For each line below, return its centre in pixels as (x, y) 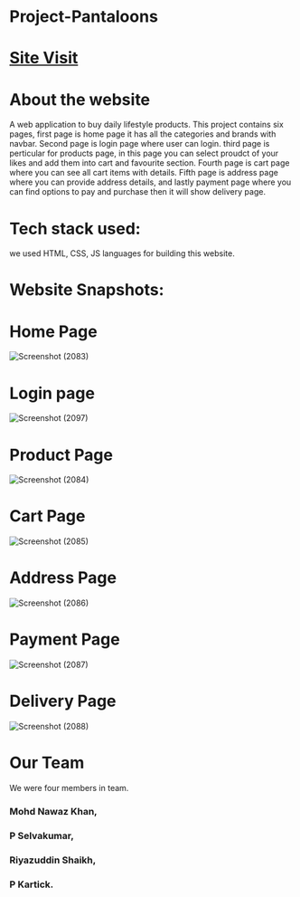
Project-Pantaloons (84, 17)
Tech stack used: (75, 229)
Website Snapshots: (87, 290)
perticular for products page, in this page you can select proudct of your (144, 153)
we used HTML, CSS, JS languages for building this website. (122, 253)
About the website (80, 99)
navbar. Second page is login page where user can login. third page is (140, 144)
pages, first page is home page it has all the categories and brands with (143, 134)
